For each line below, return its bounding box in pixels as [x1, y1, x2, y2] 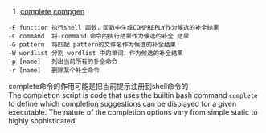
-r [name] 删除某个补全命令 [8, 66, 100, 75]
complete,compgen [19, 7, 85, 16]
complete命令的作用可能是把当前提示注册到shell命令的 [8, 82, 189, 91]
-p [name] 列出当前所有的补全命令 [8, 58, 118, 66]
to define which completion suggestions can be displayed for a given [8, 99, 237, 108]
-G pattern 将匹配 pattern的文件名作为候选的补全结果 [8, 41, 177, 49]
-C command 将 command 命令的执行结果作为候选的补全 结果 [8, 32, 190, 40]
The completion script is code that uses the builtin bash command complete [8, 91, 259, 99]
